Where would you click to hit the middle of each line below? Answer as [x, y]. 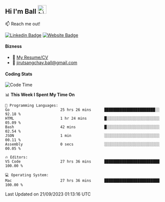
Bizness [14, 46]
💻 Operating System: [27, 175]
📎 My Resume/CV [30, 58]
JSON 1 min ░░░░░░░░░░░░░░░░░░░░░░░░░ [82, 136]
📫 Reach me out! [23, 24]
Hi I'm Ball [21, 12]
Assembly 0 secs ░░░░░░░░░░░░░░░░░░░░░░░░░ [82, 144]
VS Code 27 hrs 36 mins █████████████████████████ [82, 162]
